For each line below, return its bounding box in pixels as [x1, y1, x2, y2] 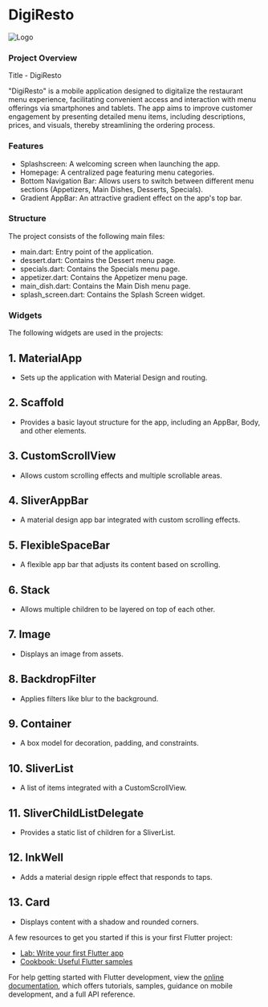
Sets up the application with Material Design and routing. [19, 372, 208, 382]
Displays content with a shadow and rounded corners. [19, 917, 199, 927]
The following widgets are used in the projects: [8, 328, 164, 338]
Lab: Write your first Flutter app [19, 947, 124, 958]
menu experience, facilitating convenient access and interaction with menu [8, 95, 257, 105]
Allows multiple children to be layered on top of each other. [19, 605, 216, 614]
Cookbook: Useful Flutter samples [19, 956, 133, 966]
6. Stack [8, 583, 51, 597]
